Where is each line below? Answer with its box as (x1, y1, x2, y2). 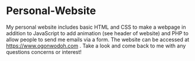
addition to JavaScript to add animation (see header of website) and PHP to (6, 29, 189, 36)
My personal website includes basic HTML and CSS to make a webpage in (6, 23, 186, 30)
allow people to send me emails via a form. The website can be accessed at (6, 36, 190, 43)
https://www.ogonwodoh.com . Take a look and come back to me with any (6, 42, 186, 49)
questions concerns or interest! (6, 48, 82, 55)
